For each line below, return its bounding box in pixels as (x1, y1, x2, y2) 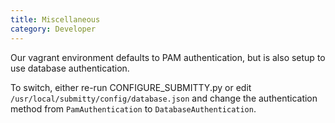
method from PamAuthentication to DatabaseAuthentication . (10, 102, 257, 115)
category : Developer (10, 24, 97, 34)
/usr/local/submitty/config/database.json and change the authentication (10, 92, 318, 104)
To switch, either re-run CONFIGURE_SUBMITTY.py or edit (10, 81, 252, 93)
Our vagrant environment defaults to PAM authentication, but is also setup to (10, 51, 326, 63)
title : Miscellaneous (10, 14, 101, 25)
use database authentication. (10, 62, 130, 74)
